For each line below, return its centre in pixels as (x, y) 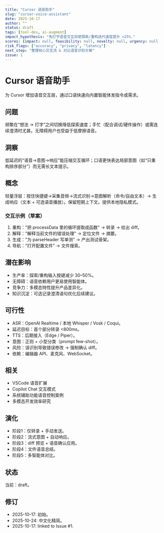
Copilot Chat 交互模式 (34, 389)
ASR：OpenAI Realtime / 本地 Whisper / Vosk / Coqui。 (68, 323)
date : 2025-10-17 (23, 19)
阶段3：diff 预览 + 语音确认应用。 (46, 443)
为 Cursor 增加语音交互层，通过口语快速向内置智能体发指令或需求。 (73, 95)
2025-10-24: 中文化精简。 (38, 520)
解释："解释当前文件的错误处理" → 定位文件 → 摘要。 (66, 234)
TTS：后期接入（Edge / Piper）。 (45, 335)
